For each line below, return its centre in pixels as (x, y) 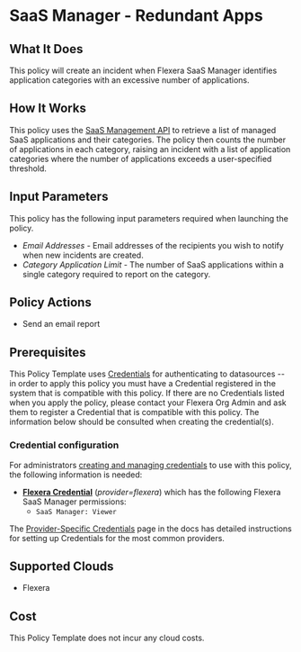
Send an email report (61, 324)
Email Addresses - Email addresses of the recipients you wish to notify (153, 245)
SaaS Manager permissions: (75, 502)
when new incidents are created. (83, 255)
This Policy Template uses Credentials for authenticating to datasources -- (147, 374)
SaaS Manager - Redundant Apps (136, 16)
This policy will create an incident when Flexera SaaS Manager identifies (143, 70)
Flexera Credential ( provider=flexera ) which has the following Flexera (151, 492)
